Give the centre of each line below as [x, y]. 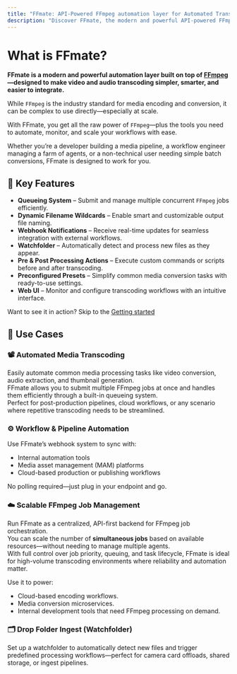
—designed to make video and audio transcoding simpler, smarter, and [113, 83]
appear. [29, 253]
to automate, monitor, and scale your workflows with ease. [92, 132]
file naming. [35, 223]
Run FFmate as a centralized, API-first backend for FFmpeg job [99, 523]
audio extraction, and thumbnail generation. [71, 380]
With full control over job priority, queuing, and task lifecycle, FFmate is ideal [119, 553]
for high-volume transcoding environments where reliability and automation [117, 561]
